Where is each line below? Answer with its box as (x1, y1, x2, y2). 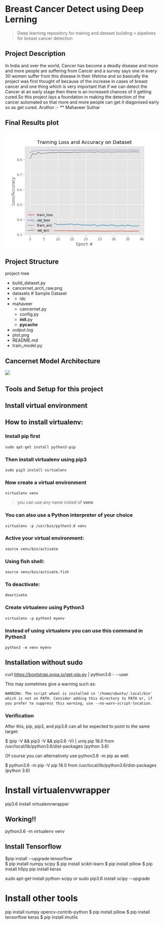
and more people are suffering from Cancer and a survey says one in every (5, 68, 157, 74)
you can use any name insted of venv (17, 499, 94, 505)
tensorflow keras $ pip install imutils (5, 914, 78, 920)
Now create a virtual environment (5, 479, 87, 486)
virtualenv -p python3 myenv (5, 616, 65, 621)
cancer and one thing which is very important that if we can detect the (5, 83, 147, 89)
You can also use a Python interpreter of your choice (5, 512, 133, 518)
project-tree (5, 271, 29, 276)
